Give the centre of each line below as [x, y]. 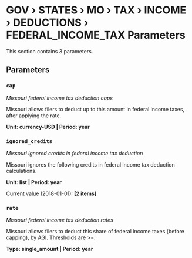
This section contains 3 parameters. [50, 51]
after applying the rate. [34, 116]
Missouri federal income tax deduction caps [60, 98]
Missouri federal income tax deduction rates [60, 220]
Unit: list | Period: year [34, 182]
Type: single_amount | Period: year [50, 249]
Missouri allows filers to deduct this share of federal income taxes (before [95, 232]
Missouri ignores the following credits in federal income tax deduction [90, 164]
